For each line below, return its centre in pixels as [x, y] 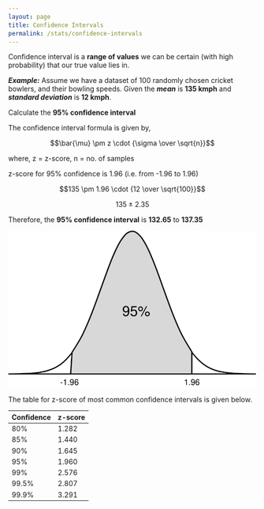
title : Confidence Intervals [56, 25]
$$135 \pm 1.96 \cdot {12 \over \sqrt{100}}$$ [132, 189]
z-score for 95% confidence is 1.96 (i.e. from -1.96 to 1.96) [103, 174]
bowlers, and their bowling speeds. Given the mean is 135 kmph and [120, 89]
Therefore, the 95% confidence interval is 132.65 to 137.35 [106, 220]
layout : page [30, 17]
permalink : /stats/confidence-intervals [76, 33]
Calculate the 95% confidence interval [72, 113]
